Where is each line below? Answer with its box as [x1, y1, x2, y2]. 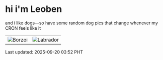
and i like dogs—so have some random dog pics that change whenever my [5, 20, 158, 26]
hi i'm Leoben [5, 3, 62, 15]
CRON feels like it [5, 25, 41, 31]
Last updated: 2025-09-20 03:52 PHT [5, 49, 83, 55]
